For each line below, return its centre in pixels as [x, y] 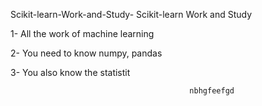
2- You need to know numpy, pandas [86, 53]
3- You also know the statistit [70, 72]
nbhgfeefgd [212, 91]
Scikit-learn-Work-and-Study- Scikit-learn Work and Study [131, 14]
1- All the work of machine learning [82, 33]
